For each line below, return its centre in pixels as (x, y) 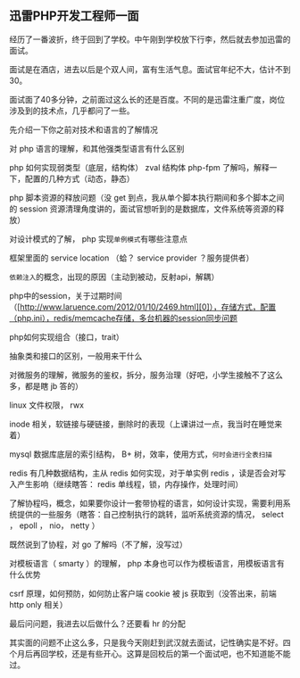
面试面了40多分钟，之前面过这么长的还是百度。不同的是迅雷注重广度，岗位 (147, 99)
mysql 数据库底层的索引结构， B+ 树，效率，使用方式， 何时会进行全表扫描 (141, 454)
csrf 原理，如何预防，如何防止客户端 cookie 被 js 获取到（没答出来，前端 (143, 593)
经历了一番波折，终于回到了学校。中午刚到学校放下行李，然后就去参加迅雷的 (150, 39)
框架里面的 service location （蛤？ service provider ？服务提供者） (132, 258)
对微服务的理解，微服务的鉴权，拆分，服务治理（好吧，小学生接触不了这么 (146, 375)
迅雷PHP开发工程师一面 (74, 16)
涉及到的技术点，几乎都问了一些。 (72, 111)
